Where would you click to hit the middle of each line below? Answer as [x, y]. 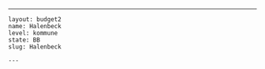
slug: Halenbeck [35, 47]
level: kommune [33, 33]
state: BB [24, 40]
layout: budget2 [35, 20]
